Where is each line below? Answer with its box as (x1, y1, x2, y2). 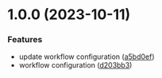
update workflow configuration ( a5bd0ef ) (18, 52, 156, 61)
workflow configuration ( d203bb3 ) (18, 60, 133, 70)
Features (7, 34, 43, 45)
